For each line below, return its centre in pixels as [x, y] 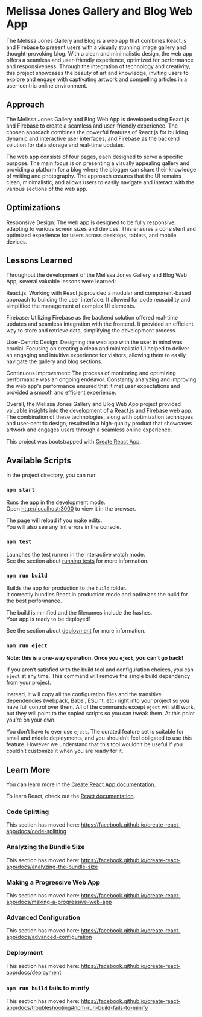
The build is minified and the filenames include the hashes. [79, 613]
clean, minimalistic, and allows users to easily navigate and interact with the [100, 182]
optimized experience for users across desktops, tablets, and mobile [91, 235]
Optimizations [33, 208]
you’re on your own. [31, 720]
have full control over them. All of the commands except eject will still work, [101, 707]
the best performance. [34, 601]
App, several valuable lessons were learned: [61, 282]
